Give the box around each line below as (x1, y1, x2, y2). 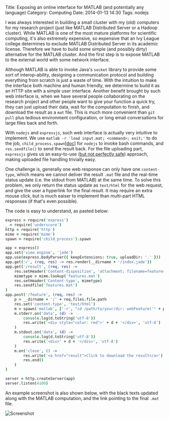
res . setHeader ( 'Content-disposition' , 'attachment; (14, 269, 125, 274)
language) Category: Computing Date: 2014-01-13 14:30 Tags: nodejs (5, 10, 149, 16)
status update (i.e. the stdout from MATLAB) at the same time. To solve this (5, 177, 161, 183)
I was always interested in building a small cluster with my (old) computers (5, 20, 159, 25)
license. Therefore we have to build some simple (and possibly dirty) (5, 46, 147, 52)
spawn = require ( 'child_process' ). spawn (5, 236, 92, 241)
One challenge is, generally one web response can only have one (5, 166, 141, 172)
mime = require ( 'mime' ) (5, 231, 55, 237)
